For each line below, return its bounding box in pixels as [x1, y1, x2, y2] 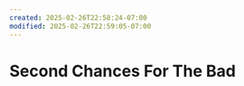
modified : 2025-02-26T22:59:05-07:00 [9, 22, 152, 31]
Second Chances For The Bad [9, 61, 237, 81]
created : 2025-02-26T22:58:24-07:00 [9, 13, 147, 23]
